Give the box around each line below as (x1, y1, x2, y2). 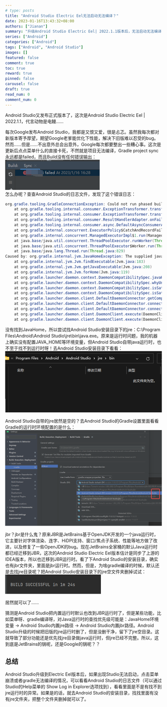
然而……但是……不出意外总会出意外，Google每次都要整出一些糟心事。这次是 (5, 141, 162, 147)
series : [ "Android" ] (5, 34, 48, 39)
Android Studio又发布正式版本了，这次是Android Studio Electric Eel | (5, 112, 145, 118)
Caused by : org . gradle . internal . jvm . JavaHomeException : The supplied (5, 254, 153, 259)
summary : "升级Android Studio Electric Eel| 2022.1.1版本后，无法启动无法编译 (5, 29, 162, 34)
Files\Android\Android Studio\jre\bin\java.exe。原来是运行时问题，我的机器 (5, 333, 158, 339)
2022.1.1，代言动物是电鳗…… (5, 118, 64, 124)
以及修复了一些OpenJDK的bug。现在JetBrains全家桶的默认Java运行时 (13, 544, 158, 550)
